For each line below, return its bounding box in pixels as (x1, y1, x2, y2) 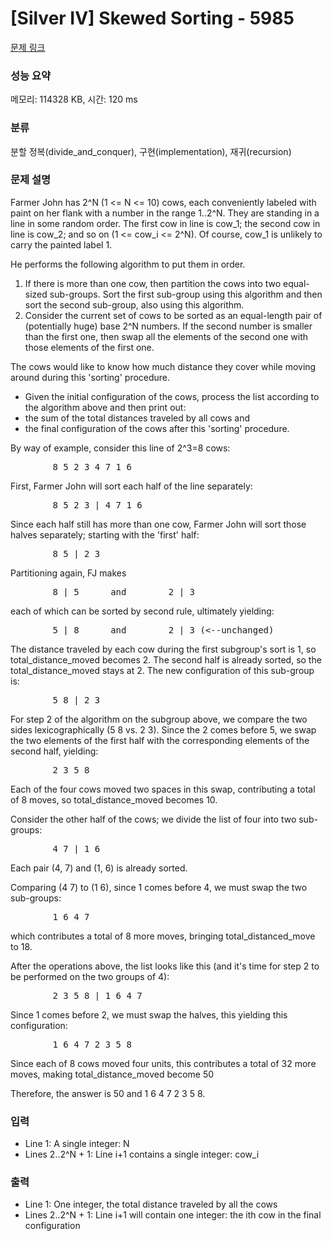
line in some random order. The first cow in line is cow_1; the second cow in (10, 217, 321, 229)
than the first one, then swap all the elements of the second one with (24, 330, 309, 342)
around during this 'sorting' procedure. (10, 371, 171, 383)
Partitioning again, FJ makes (10, 567, 127, 579)
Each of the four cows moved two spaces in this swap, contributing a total (10, 783, 316, 795)
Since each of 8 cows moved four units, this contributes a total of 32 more (10, 1057, 317, 1069)
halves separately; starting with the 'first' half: (10, 528, 200, 541)
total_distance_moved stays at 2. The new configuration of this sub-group (10, 664, 315, 676)
